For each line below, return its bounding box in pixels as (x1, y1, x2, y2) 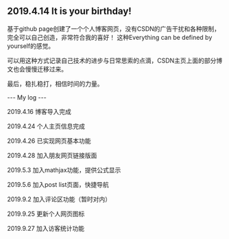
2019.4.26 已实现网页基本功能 (7, 137, 91, 145)
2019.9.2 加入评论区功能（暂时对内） (7, 195, 112, 203)
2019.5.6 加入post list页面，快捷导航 (7, 180, 110, 188)
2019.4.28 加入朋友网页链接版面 (7, 151, 97, 159)
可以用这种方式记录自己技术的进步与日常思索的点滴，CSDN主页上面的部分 (7, 56, 217, 65)
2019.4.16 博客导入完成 (7, 107, 72, 115)
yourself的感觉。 (7, 41, 55, 50)
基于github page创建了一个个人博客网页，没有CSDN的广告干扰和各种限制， (7, 24, 221, 33)
